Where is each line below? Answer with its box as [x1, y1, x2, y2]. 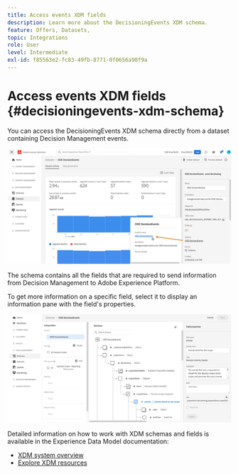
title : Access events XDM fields [7, 11, 107, 18]
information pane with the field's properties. [7, 299, 136, 308]
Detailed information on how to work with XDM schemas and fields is [7, 430, 210, 438]
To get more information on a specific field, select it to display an [7, 292, 198, 301]
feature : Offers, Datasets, [7, 26, 91, 33]
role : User [7, 41, 40, 49]
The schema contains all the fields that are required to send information [7, 271, 217, 279]
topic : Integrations [7, 34, 69, 41]
